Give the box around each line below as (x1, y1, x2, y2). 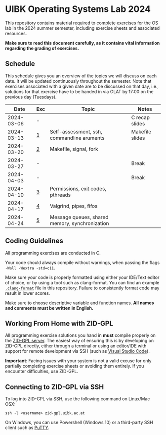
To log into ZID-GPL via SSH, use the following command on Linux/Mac (5, 396, 150, 402)
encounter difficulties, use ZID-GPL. (5, 368, 78, 375)
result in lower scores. (5, 290, 50, 296)
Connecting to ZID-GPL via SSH (5, 382, 104, 391)
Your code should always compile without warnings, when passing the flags (5, 259, 160, 266)
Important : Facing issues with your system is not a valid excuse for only (5, 358, 152, 364)
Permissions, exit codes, (49, 185, 107, 192)
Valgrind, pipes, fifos (49, 202, 98, 209)
